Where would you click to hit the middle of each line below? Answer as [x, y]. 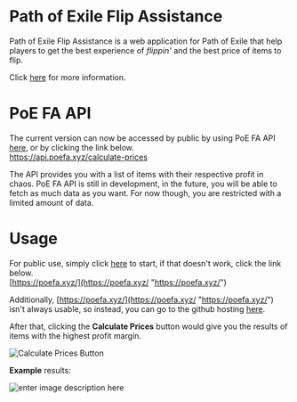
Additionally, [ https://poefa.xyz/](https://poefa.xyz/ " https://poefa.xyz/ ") [141, 299]
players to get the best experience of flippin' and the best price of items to [145, 50]
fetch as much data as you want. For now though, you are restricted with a [145, 193]
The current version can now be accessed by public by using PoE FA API [142, 138]
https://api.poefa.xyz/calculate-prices [79, 157]
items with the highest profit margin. [76, 335]
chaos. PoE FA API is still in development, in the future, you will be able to [143, 184]
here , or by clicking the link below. [72, 147]
